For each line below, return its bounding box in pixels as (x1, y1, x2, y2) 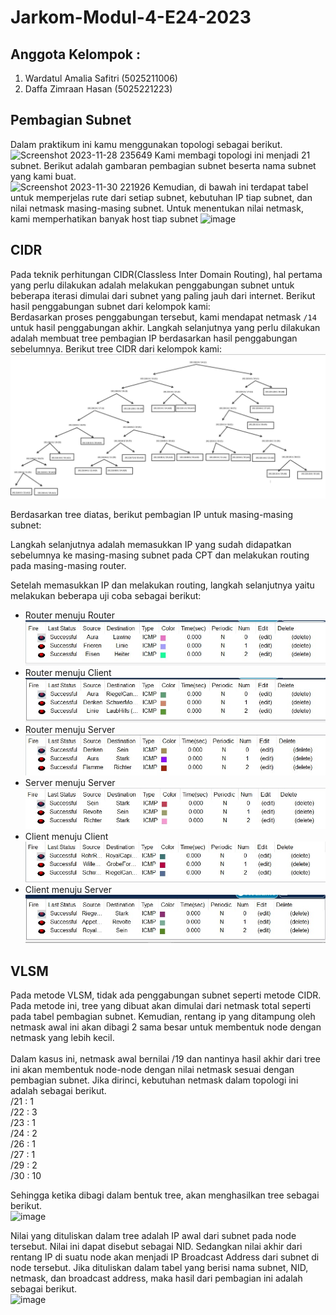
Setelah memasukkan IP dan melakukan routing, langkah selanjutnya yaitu (10, 579, 315, 591)
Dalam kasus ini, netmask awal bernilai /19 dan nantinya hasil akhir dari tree (10, 1053, 321, 1065)
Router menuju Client (24, 666, 112, 678)
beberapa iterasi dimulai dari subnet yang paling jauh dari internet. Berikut (10, 289, 316, 301)
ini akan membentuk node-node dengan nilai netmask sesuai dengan (10, 1064, 295, 1076)
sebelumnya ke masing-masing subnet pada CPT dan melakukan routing (10, 549, 310, 561)
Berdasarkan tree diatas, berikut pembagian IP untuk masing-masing (10, 508, 294, 520)
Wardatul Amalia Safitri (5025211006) (24, 72, 178, 84)
